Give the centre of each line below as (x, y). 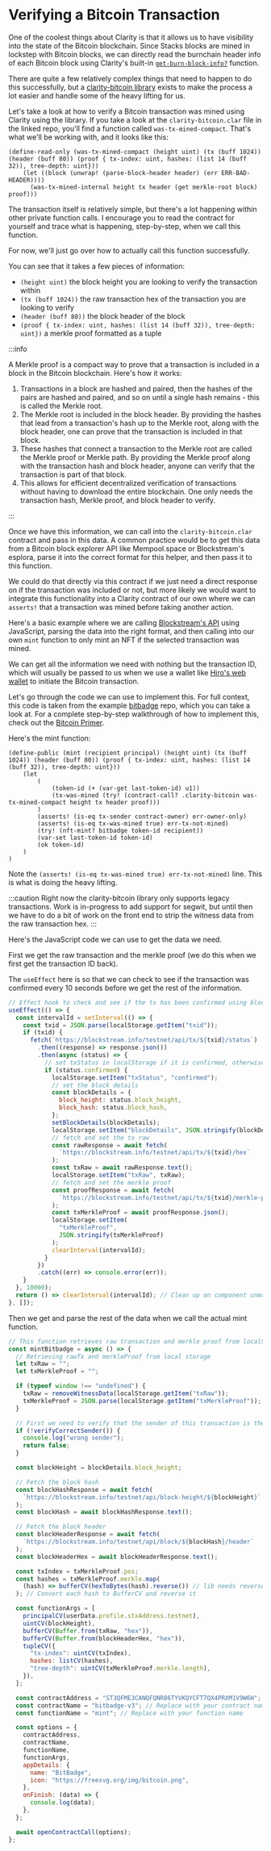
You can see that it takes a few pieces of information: (97, 266)
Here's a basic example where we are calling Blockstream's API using (124, 622)
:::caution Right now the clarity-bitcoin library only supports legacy (119, 898)
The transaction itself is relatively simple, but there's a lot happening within (133, 209)
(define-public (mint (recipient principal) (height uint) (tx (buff (128, 753)
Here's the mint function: (50, 738)
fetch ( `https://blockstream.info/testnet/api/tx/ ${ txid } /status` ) (144, 1040)
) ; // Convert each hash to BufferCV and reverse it (106, 1594)
